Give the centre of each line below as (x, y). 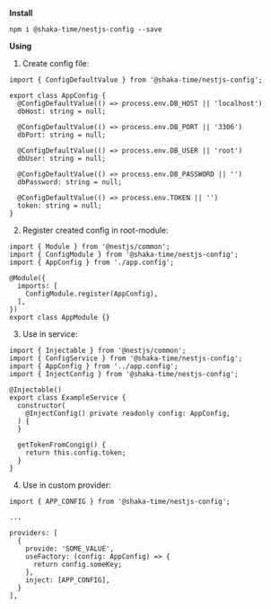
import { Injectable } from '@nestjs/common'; (98, 350)
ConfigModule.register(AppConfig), (92, 294)
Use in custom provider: (67, 485)
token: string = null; (60, 206)
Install (21, 13)
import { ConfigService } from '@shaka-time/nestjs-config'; (126, 358)
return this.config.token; (76, 453)
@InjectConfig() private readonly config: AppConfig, (128, 413)
